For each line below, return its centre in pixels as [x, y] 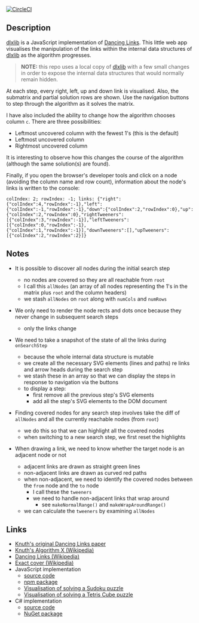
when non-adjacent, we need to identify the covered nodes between [108, 479]
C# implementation [38, 601]
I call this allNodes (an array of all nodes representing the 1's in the [106, 286]
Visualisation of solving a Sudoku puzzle [74, 588]
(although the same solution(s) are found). [58, 164]
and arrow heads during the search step [73, 369]
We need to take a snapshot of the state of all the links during [90, 340]
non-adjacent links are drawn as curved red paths [85, 472]
